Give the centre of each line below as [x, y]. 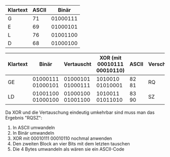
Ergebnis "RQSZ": [24, 118]
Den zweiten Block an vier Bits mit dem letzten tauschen [71, 144]
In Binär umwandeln [33, 133]
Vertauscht [78, 64]
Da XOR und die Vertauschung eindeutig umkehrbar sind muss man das [80, 112]
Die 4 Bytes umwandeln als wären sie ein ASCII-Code [69, 149]
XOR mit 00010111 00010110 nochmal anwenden [62, 138]
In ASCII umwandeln [34, 128]
